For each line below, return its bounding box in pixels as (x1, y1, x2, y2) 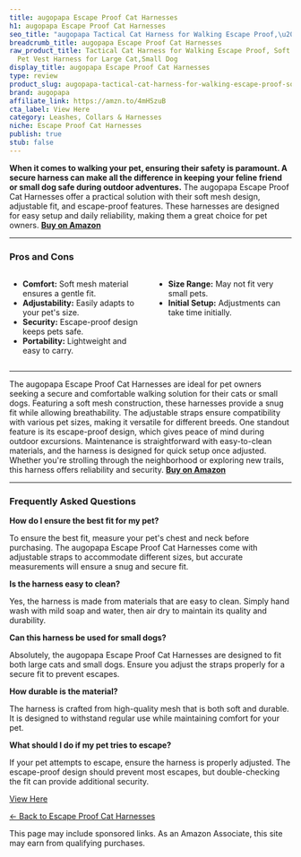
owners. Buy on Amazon (9, 219, 101, 230)
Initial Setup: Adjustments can (168, 297, 280, 309)
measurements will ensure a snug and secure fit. (9, 561, 189, 572)
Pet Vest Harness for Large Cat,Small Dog (17, 55, 178, 64)
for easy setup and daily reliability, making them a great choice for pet (9, 210, 268, 220)
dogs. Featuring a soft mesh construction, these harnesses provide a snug (9, 398, 284, 408)
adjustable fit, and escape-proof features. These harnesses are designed (9, 201, 279, 211)
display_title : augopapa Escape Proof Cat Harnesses (9, 64, 211, 73)
